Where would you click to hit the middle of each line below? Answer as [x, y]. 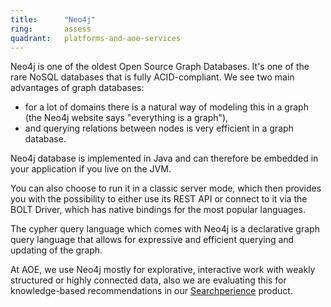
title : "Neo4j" [53, 19]
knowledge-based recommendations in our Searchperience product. [151, 291]
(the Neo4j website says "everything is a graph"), [126, 118]
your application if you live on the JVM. [91, 169]
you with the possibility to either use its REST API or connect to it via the [159, 199]
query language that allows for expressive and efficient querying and [152, 240]
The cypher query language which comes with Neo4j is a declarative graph [165, 229]
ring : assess [51, 29]
